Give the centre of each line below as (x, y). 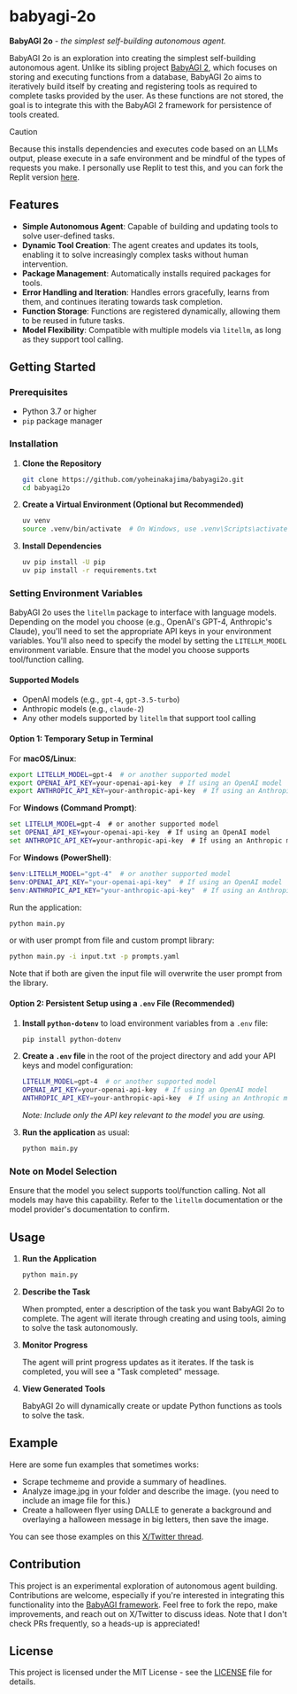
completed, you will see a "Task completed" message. (121, 1372)
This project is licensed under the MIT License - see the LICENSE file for (141, 1673)
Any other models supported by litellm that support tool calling (139, 719)
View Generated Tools (64, 1388)
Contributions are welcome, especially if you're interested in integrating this (147, 1595)
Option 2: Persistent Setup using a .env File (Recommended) (122, 1003)
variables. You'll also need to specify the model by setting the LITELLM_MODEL (148, 641)
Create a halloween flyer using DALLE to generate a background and (147, 1510)
